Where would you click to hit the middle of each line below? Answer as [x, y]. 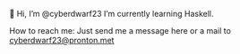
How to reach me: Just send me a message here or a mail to [120, 31]
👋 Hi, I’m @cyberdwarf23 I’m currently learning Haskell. [111, 14]
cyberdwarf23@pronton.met [62, 40]
